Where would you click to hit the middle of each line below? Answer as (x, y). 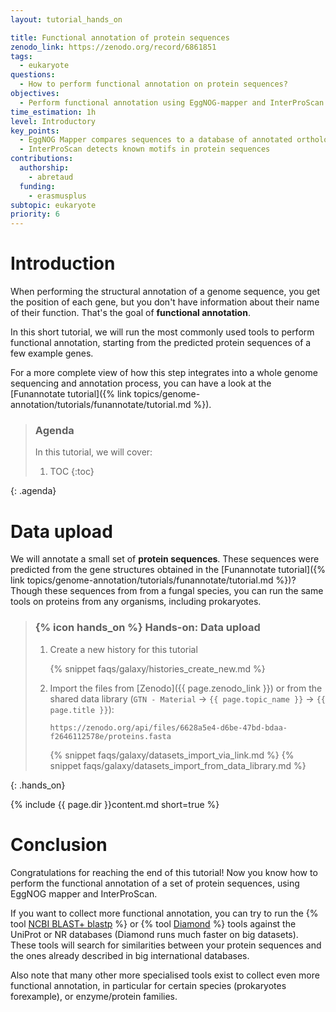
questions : (33, 75)
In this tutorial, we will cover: (93, 452)
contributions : (42, 159)
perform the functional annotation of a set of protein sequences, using (155, 883)
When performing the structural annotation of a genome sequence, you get (165, 292)
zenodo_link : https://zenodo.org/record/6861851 (113, 47)
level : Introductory (53, 121)
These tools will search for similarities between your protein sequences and (166, 945)
